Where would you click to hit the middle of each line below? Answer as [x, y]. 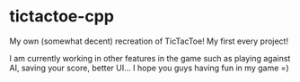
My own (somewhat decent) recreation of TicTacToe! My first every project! [149, 41]
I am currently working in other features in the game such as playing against [150, 58]
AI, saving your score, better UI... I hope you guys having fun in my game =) [149, 68]
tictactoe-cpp [62, 16]
